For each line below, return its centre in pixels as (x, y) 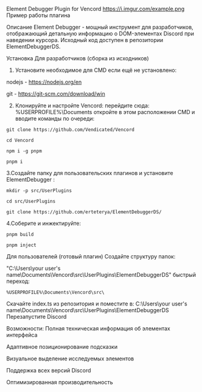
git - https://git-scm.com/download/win (56, 94)
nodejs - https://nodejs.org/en (44, 82)
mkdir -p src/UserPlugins (39, 191)
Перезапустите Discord (37, 317)
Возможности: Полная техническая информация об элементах (88, 328)
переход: (18, 281)
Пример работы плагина (38, 15)
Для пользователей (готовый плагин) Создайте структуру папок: (91, 256)
